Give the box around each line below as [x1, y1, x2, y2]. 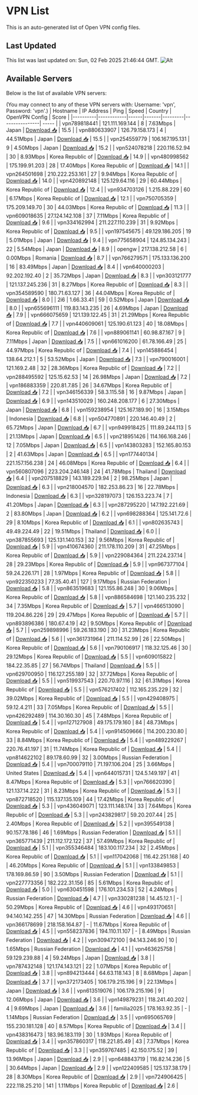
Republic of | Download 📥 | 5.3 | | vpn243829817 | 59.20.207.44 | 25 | [6, 811, 177, 818]
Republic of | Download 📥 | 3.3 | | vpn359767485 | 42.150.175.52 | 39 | [6, 1047, 178, 1054]
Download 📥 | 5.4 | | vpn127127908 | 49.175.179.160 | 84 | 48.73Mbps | [6, 718, 178, 725]
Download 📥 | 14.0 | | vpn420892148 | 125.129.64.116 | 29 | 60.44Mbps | [6, 177, 182, 184]
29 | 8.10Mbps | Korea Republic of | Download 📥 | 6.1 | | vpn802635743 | [6, 519, 183, 526]
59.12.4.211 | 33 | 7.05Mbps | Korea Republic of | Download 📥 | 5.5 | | [6, 704, 174, 711]
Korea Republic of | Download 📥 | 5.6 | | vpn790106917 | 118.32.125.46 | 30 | [6, 644, 192, 651]
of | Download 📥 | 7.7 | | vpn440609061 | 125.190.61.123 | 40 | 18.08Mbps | [6, 320, 187, 327]
